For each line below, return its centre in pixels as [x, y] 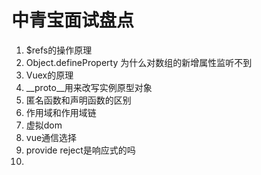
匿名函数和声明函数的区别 [78, 100]
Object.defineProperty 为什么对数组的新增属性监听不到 [139, 62]
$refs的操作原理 [59, 50]
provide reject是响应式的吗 [80, 150]
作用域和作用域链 [61, 112]
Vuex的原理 [49, 75]
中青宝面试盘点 [73, 20]
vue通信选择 [51, 137]
